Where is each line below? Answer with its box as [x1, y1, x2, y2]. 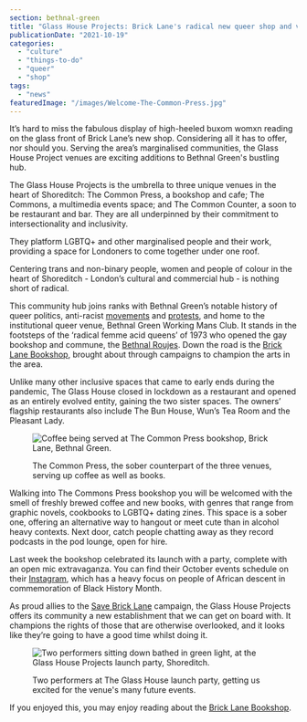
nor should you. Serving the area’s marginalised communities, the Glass [9, 142, 279, 153]
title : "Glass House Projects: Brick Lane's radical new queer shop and [9, 22, 292, 31]
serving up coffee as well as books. [32, 470, 166, 481]
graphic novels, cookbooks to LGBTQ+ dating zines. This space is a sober [9, 507, 288, 518]
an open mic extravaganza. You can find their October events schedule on [9, 563, 290, 575]
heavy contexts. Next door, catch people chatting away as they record [9, 527, 274, 538]
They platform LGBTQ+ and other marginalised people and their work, [9, 236, 272, 247]
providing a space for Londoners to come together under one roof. [9, 246, 260, 256]
